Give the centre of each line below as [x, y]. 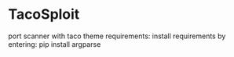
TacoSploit [44, 14]
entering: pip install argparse [55, 44]
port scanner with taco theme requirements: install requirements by [117, 36]
